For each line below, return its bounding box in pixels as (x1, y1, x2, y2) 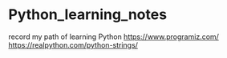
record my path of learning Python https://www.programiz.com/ (8, 32, 219, 41)
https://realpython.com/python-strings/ (8, 40, 139, 49)
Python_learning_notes (8, 6, 167, 24)
